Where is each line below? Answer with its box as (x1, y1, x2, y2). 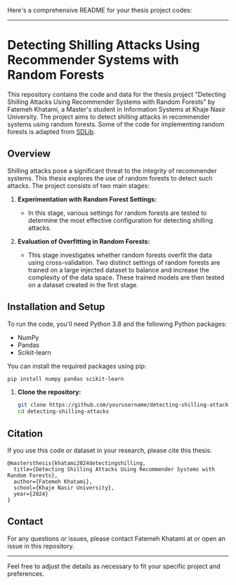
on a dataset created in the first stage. (27, 280, 139, 289)
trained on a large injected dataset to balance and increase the (27, 265, 209, 274)
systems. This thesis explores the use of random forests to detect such (7, 173, 213, 182)
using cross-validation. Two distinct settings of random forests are (27, 258, 221, 266)
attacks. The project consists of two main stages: (7, 181, 150, 190)
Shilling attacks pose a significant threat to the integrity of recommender (7, 166, 217, 175)
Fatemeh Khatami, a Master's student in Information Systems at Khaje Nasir (7, 105, 226, 113)
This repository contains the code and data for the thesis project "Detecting (7, 90, 226, 98)
